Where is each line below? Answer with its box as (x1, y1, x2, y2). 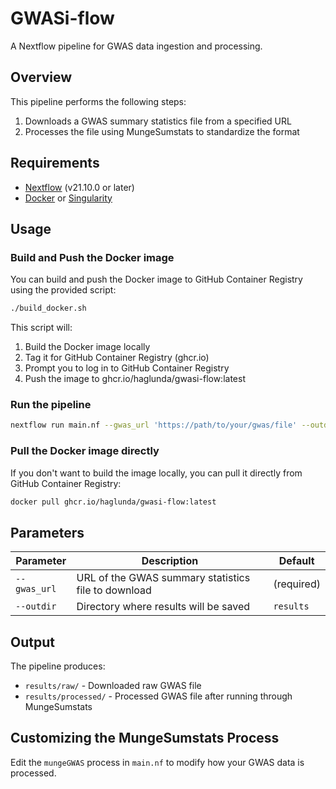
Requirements (10, 155, 100, 172)
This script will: (10, 322, 73, 334)
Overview (10, 69, 73, 86)
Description (141, 554, 199, 568)
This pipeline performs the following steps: (10, 95, 187, 107)
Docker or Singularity (24, 192, 113, 204)
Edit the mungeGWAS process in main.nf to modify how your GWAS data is (10, 756, 305, 768)
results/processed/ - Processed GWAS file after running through (24, 690, 293, 702)
